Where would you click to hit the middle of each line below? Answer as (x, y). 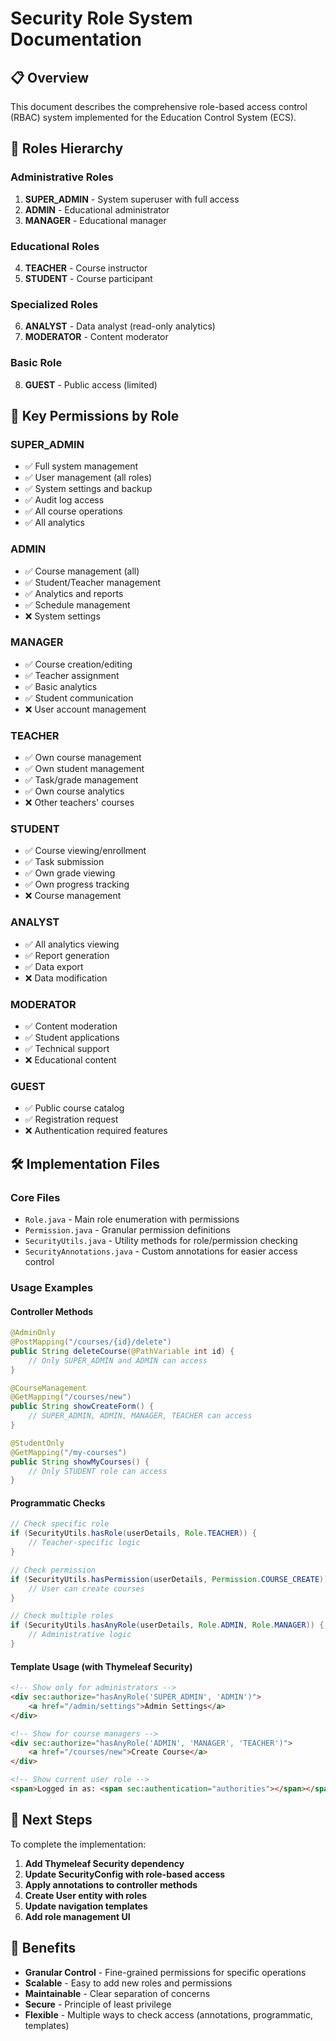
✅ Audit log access (64, 500)
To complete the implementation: (78, 1844)
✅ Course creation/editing (78, 664)
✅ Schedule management (77, 604)
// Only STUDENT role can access (98, 1471)
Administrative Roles (62, 177)
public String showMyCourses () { (80, 1462)
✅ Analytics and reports (74, 593)
